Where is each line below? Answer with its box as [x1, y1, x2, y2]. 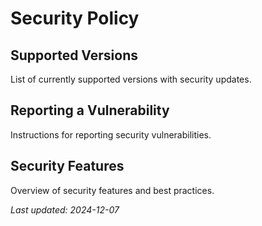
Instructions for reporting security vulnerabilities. [10, 128, 212, 141]
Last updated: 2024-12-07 [10, 203, 120, 216]
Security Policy [10, 7, 140, 30]
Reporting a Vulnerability [10, 102, 170, 119]
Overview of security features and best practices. [10, 184, 215, 196]
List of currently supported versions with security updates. [10, 73, 252, 85]
